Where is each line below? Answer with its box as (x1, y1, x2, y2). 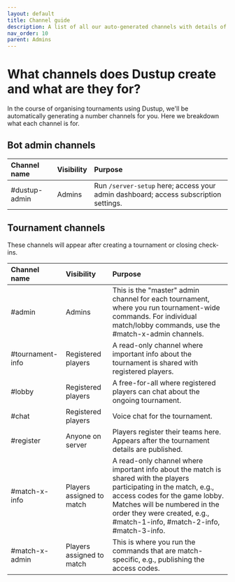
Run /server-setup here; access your (94, 180, 216, 190)
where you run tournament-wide (112, 302, 220, 312)
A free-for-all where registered (112, 378, 216, 388)
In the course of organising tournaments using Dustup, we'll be (7, 104, 189, 113)
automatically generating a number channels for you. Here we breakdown (7, 112, 220, 120)
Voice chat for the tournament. (112, 411, 213, 420)
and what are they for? (7, 81, 141, 97)
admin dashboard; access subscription (94, 190, 222, 199)
